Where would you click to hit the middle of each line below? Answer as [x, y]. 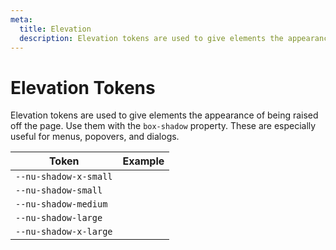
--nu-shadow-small [59, 190]
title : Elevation [55, 29]
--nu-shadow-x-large [64, 232]
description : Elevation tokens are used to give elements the [151, 38]
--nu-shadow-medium [61, 204]
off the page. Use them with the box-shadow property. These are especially [163, 126]
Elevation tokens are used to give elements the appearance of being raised [164, 115]
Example [143, 161]
